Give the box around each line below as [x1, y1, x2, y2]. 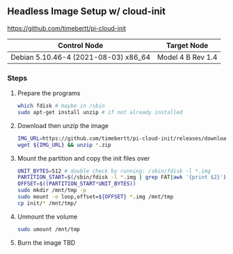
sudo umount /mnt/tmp [17, 225, 80, 232]
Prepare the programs [17, 89, 81, 97]
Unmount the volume [17, 212, 78, 221]
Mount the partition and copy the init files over [17, 154, 150, 162]
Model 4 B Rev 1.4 [156, 52, 218, 62]
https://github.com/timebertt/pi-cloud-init [7, 24, 127, 32]
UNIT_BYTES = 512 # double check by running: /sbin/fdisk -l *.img [17, 167, 211, 175]
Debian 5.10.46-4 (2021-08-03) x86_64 [10, 52, 151, 62]
